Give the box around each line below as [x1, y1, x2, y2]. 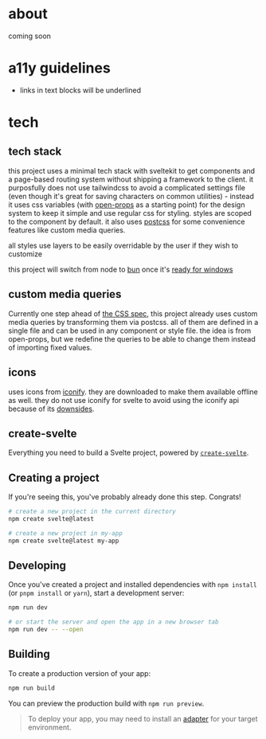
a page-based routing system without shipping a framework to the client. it [8, 174, 253, 184]
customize [8, 248, 42, 259]
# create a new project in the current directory [8, 507, 177, 516]
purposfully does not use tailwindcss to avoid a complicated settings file [8, 182, 245, 192]
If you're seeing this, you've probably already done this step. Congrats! [8, 492, 241, 502]
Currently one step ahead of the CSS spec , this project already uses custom [8, 308, 258, 319]
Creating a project [8, 471, 100, 484]
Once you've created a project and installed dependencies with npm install [8, 580, 257, 589]
